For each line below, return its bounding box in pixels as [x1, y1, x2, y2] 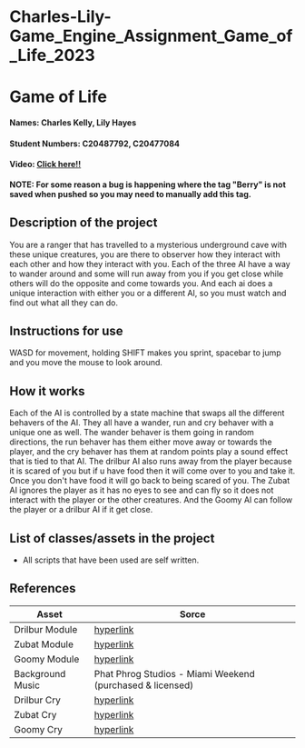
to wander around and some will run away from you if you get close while [9, 268, 284, 279]
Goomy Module [14, 653, 80, 665]
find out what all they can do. [9, 297, 118, 308]
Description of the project [9, 215, 158, 231]
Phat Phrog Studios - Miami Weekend [93, 667, 256, 680]
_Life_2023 [9, 45, 95, 65]
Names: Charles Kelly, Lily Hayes [9, 116, 137, 128]
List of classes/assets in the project [9, 530, 215, 546]
